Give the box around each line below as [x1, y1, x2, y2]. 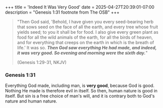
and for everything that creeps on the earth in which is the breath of [17, 40, 154, 45]
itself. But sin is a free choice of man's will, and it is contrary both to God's [5, 93, 155, 99]
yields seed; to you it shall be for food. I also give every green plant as [17, 29, 159, 35]
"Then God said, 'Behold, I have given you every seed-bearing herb [17, 19, 154, 24]
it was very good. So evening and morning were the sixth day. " [17, 50, 148, 56]
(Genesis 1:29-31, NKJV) [17, 60, 67, 65]
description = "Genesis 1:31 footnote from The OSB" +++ [5, 9, 120, 15]
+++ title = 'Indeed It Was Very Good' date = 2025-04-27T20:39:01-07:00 [5, 4, 155, 10]
